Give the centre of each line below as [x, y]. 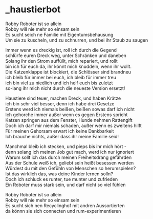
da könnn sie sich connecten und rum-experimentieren [63, 211]
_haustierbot [33, 10]
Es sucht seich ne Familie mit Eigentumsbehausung [59, 34]
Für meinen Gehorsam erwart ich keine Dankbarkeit [60, 131]
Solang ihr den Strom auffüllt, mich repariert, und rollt [61, 61]
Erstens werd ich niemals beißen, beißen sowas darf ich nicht [70, 109]
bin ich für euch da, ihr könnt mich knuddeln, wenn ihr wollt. [69, 66]
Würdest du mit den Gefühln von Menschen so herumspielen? [71, 168]
